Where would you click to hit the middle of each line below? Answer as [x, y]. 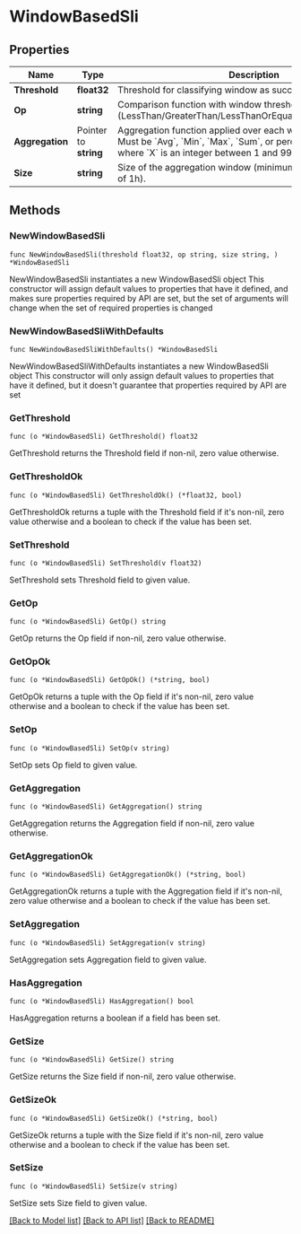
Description [254, 75]
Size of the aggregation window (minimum [206, 167]
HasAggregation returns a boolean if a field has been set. [115, 1018]
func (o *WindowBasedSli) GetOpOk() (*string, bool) [110, 680]
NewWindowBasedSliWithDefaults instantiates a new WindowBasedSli [139, 366]
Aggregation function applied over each [201, 130]
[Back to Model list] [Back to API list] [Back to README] [112, 1220]
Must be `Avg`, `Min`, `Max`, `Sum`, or [196, 141]
